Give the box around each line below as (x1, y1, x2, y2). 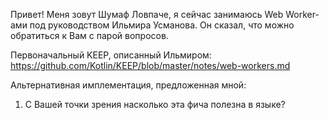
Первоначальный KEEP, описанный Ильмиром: (10, 49, 212, 61)
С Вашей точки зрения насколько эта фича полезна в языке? (24, 99, 286, 110)
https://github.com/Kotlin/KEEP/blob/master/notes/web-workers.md (10, 60, 291, 71)
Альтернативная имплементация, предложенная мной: (10, 79, 247, 91)
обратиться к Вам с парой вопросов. (10, 30, 169, 41)
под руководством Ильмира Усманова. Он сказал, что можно (29, 19, 295, 31)
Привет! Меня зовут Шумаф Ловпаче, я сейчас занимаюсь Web (10, 9, 284, 20)
